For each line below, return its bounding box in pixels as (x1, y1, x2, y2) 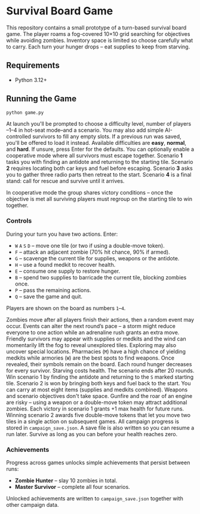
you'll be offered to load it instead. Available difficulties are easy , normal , (6, 139, 186, 147)
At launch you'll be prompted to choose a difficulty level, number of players (6, 120, 192, 127)
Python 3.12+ (14, 76, 47, 83)
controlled (6, 133, 32, 140)
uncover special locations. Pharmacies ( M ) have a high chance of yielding (6, 348, 186, 355)
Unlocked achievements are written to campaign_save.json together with (6, 495, 183, 502)
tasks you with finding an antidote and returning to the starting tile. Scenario (6, 159, 193, 166)
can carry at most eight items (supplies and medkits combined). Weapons (6, 386, 188, 393)
